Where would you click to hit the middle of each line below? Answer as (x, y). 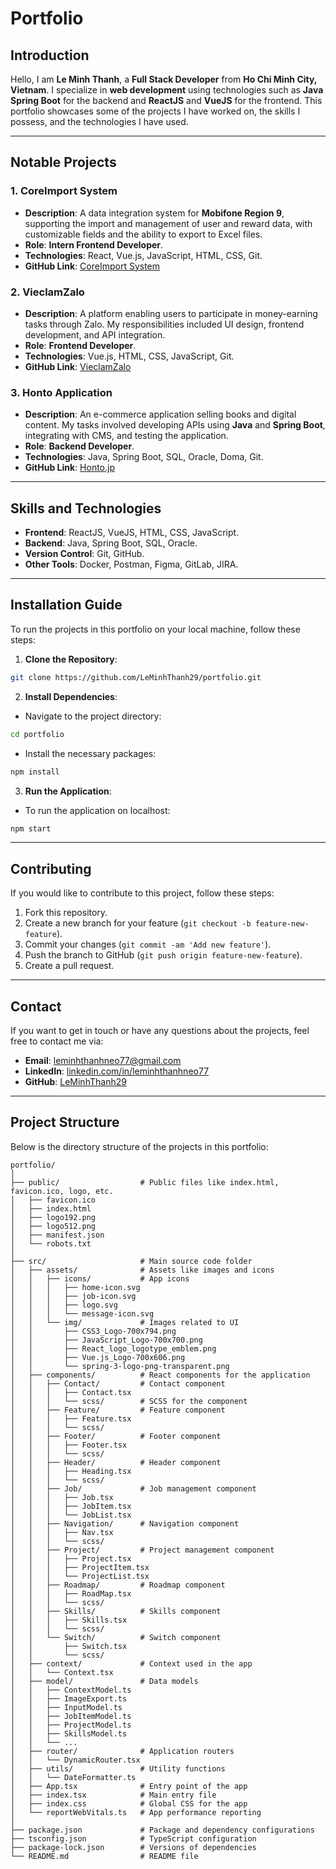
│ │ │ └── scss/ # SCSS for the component (129, 1401)
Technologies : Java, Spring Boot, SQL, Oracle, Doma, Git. (144, 457)
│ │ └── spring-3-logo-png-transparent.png (120, 1366)
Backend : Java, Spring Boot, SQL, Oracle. (111, 543)
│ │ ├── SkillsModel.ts (69, 1733)
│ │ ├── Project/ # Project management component (142, 1550)
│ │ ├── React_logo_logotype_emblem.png (113, 1348)
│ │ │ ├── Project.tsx (71, 1558)
